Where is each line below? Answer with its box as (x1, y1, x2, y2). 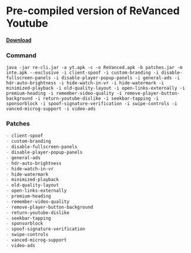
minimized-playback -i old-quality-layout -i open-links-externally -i (6, 86, 185, 91)
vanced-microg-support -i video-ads (6, 106, 96, 112)
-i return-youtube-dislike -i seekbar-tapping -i (35, 96, 159, 101)
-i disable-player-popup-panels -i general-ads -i (53, 75, 180, 81)
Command (6, 51, 36, 60)
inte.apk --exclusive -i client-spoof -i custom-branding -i (6, 70, 159, 76)
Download (6, 37, 32, 44)
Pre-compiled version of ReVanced (6, 4, 180, 18)
